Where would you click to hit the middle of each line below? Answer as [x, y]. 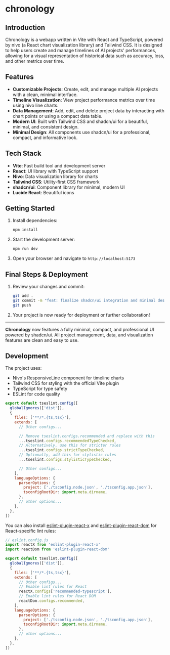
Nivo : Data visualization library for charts [55, 176]
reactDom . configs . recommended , [52, 601]
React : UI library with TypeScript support [55, 171]
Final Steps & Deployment [47, 274]
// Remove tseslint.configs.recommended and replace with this [87, 436]
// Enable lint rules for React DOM [57, 596]
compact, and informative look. [45, 138]
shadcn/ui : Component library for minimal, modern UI [69, 187]
